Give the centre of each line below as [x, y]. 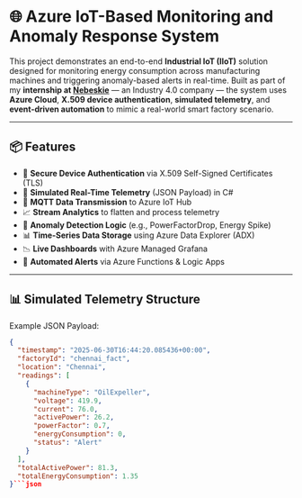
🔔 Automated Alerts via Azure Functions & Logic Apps [123, 261]
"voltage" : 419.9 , [67, 401]
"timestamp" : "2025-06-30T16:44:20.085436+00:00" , [114, 350]
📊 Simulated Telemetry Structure [105, 299]
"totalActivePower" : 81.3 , [68, 467]
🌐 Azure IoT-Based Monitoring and [142, 17]
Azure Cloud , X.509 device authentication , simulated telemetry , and [140, 99]
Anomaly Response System [115, 36]
